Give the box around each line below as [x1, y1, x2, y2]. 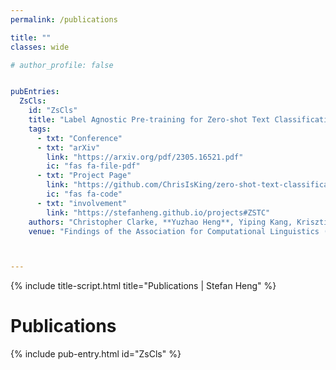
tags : [28, 124, 52, 134]
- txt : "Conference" [36, 133, 123, 143]
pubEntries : [10, 87, 60, 97]
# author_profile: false [10, 60, 114, 70]
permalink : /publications [10, 14, 118, 25]
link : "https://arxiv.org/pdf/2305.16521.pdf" [46, 152, 244, 162]
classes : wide [10, 42, 70, 52]
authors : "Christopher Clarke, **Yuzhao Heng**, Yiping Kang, [28, 217, 293, 227]
